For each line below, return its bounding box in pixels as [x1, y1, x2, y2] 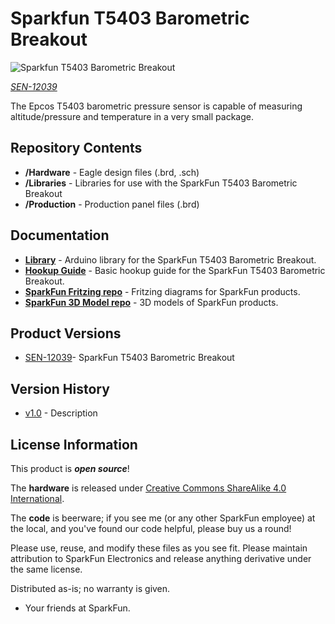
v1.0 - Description [24, 407, 98, 419]
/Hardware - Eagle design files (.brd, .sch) [24, 166, 200, 178]
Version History [10, 380, 110, 397]
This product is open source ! [10, 463, 130, 474]
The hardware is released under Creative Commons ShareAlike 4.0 [10, 482, 287, 494]
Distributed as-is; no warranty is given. [10, 583, 171, 594]
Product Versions [10, 325, 122, 342]
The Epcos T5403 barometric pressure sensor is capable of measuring [10, 100, 303, 112]
